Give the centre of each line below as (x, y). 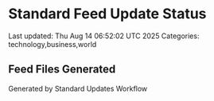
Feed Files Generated (62, 70)
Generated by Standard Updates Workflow (78, 88)
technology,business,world (53, 44)
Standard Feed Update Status (107, 14)
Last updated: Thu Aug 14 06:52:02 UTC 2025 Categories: (104, 36)
